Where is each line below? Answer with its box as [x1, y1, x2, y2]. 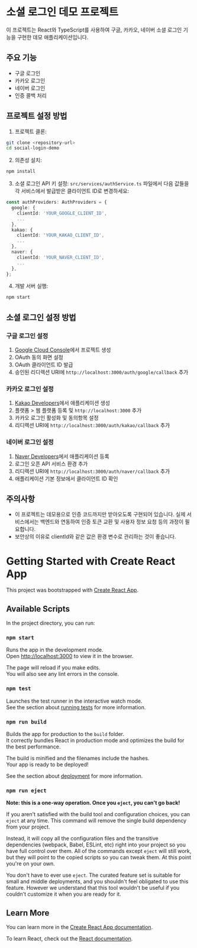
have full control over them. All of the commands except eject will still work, [6, 848, 192, 855]
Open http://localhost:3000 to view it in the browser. [6, 653, 134, 660]
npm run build [6, 718, 47, 725]
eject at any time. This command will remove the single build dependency [6, 817, 187, 824]
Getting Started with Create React [6, 554, 176, 568]
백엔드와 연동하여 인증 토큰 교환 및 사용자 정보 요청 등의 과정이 [40, 518, 184, 526]
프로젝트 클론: [14, 128, 47, 135]
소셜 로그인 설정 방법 [6, 312, 76, 323]
